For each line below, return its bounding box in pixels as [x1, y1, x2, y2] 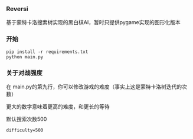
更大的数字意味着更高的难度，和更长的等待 [6, 102, 110, 110]
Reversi [6, 5, 28, 13]
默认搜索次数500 [6, 115, 47, 123]
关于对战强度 [6, 68, 43, 77]
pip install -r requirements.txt [6, 49, 89, 55]
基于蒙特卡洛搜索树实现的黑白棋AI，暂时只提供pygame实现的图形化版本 [6, 19, 181, 26]
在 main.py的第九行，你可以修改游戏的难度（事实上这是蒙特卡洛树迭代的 [6, 83, 182, 90]
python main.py [6, 54, 44, 60]
